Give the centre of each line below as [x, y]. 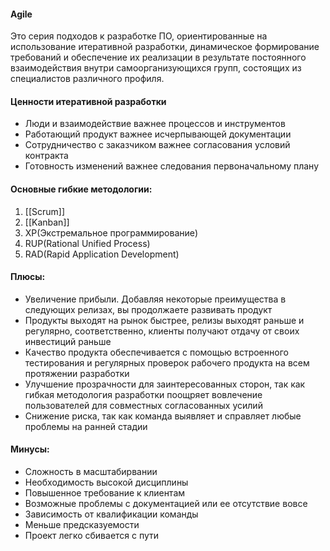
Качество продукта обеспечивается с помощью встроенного [156, 352]
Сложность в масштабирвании [91, 472]
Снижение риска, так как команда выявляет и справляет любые [163, 416]
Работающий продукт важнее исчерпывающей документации [158, 134]
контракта [46, 156]
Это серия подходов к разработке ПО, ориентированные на [139, 36]
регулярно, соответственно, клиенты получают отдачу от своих [162, 331]
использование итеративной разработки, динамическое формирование [165, 47]
